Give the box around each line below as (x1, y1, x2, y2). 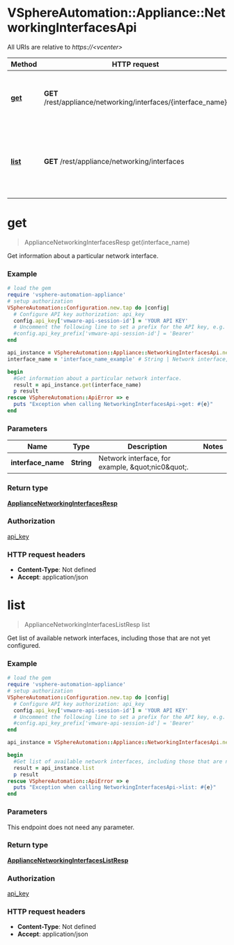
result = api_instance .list (13, 764, 95, 771)
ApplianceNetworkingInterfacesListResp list (24, 621, 150, 629)
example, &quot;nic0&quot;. (98, 462, 189, 472)
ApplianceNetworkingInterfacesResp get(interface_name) (24, 238, 190, 246)
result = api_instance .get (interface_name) (13, 381, 141, 388)
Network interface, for (98, 453, 171, 463)
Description (127, 441, 167, 451)
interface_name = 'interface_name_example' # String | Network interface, (7, 356, 229, 363)
